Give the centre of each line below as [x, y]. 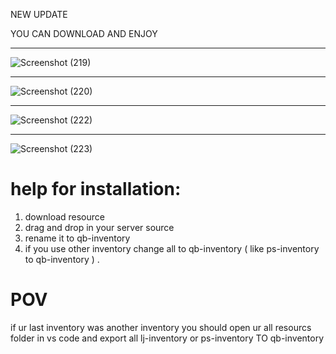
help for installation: [96, 189]
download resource [64, 216]
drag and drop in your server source [99, 227]
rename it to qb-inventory [77, 238]
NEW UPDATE [39, 14]
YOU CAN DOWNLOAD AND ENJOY [84, 33]
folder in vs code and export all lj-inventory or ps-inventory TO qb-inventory [167, 338]
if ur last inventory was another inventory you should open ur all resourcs [161, 327]
